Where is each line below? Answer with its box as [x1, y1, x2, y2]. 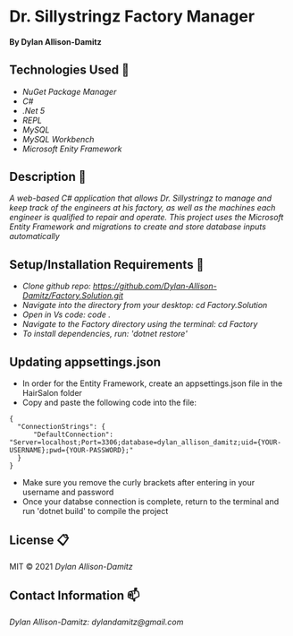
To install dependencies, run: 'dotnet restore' [21, 329, 188, 339]
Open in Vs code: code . [21, 309, 112, 320]
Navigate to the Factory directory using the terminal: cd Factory [21, 319, 258, 330]
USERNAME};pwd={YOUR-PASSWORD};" [9, 446, 134, 455]
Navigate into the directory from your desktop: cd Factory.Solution [21, 300, 268, 311]
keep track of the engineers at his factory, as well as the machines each [9, 202, 276, 213]
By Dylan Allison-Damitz [9, 36, 103, 47]
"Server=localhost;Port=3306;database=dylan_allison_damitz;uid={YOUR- [9, 438, 281, 447]
